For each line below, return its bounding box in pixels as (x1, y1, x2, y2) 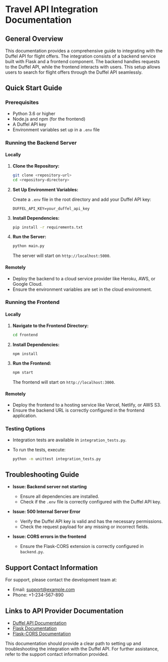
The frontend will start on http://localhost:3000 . (12, 379, 115, 385)
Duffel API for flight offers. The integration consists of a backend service (5, 53, 156, 59)
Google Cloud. (12, 281, 43, 287)
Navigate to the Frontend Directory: (12, 322, 89, 329)
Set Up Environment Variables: (12, 186, 79, 192)
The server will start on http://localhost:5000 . (12, 252, 111, 259)
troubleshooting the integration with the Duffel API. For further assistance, (5, 646, 159, 652)
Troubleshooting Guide (5, 471, 79, 479)
